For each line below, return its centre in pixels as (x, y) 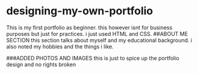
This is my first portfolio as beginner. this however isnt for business (89, 27)
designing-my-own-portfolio (80, 11)
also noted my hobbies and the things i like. (60, 47)
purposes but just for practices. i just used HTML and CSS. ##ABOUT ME (97, 33)
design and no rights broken (41, 64)
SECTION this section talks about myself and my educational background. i (99, 40)
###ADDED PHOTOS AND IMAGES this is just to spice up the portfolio (93, 58)
